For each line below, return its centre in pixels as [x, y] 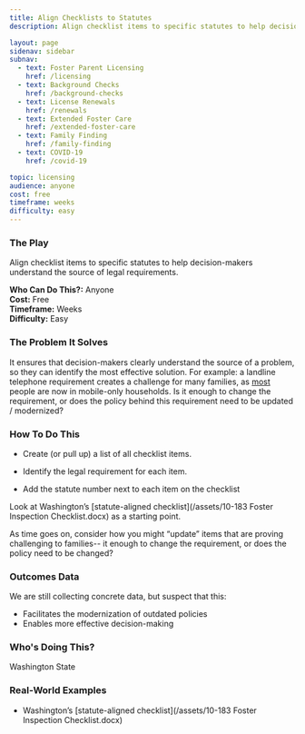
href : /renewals [57, 110]
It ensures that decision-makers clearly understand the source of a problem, [152, 362]
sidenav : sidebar [42, 51]
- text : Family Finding [62, 136]
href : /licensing [59, 77]
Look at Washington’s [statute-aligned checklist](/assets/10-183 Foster [142, 506]
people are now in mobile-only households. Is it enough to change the [140, 391]
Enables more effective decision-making [98, 624]
